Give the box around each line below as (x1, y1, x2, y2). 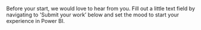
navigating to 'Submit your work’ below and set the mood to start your (6, 11, 179, 18)
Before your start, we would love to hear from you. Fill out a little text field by (6, 5, 196, 12)
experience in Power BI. (6, 18, 65, 24)
